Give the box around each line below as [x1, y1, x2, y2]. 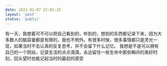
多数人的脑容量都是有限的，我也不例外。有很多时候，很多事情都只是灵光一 [5, 37, 158, 43]
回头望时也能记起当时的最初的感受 [13, 56, 83, 62]
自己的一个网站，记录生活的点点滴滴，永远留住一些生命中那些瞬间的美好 [5, 49, 153, 55]
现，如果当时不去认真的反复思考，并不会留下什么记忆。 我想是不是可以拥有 [5, 43, 159, 49]
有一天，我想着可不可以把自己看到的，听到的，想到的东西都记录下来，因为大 [5, 31, 162, 37]
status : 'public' [5, 16, 41, 21]
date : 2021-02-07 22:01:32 [5, 7, 61, 12]
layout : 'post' [5, 12, 37, 17]
